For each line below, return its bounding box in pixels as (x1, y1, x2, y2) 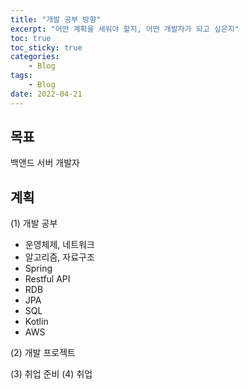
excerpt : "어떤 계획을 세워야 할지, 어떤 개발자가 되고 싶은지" (10, 24, 240, 34)
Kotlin (24, 316, 49, 328)
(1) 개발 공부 (10, 217, 58, 230)
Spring (24, 262, 53, 275)
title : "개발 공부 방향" (10, 14, 102, 25)
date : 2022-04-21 (10, 89, 83, 99)
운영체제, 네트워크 (24, 239, 95, 251)
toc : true (10, 33, 52, 43)
